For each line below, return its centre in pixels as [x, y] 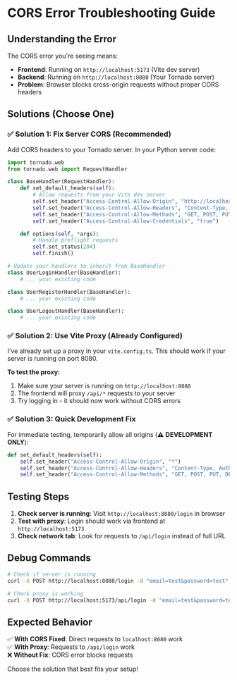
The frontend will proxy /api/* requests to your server [96, 393]
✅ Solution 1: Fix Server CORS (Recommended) [89, 134]
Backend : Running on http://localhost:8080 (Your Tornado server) [116, 77]
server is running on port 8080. [53, 359]
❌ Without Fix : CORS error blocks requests [70, 655]
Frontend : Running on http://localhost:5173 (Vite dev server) [109, 69]
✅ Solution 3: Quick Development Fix [72, 419]
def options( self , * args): [60, 234]
